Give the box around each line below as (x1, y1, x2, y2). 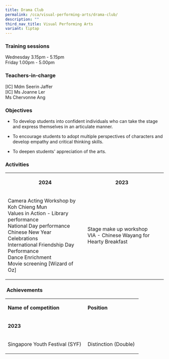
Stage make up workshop (87, 226, 148, 233)
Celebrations (8, 235, 38, 242)
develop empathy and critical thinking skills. (12, 139, 104, 145)
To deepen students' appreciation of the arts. (12, 149, 107, 155)
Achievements (6, 286, 43, 294)
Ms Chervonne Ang (5, 94, 46, 100)
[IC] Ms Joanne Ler (5, 89, 45, 95)
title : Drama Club (5, 7, 44, 13)
